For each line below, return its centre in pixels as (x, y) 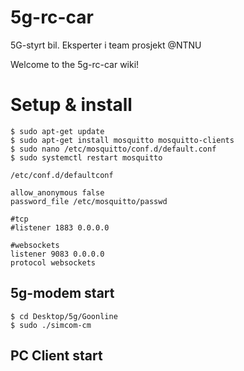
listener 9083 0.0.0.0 (57, 254)
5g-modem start (62, 293)
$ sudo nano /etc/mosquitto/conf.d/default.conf (113, 149)
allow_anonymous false (57, 192)
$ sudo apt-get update (57, 131)
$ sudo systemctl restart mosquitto (86, 157)
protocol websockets (53, 262)
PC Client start (56, 356)
